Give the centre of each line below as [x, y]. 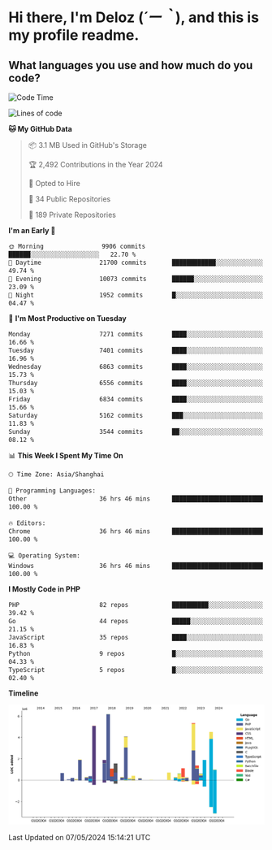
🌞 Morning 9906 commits [77, 246]
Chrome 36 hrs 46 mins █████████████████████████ [136, 531]
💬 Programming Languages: [52, 491]
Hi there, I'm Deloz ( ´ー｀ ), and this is [134, 17]
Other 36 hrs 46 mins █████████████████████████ [136, 499]
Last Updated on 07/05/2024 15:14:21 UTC [80, 837]
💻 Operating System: [45, 556]
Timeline [24, 693]
